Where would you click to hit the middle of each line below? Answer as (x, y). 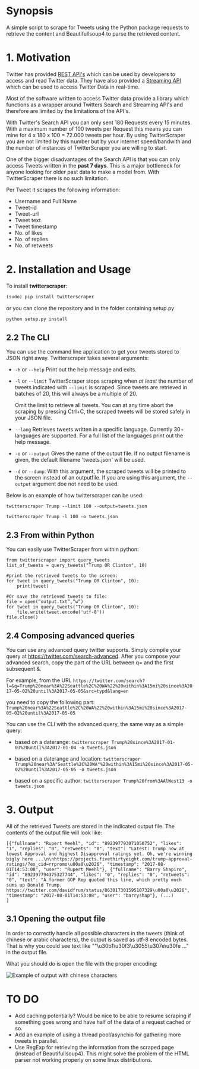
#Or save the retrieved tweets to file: (57, 597)
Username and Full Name (46, 201)
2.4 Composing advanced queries (70, 636)
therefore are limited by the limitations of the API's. (68, 111)
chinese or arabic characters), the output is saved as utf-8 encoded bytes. (97, 939)
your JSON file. (33, 418)
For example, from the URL (39, 680)
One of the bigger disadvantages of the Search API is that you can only (93, 159)
